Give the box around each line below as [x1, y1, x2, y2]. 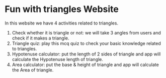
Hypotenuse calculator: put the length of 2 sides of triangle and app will [12, 51, 161, 57]
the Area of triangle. [12, 66, 54, 73]
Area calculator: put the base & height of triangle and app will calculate [12, 61, 159, 67]
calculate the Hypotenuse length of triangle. [12, 56, 104, 62]
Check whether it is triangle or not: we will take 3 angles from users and [12, 29, 161, 35]
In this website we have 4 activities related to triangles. [5, 20, 119, 26]
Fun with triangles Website [5, 3, 119, 15]
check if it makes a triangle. [12, 35, 69, 41]
